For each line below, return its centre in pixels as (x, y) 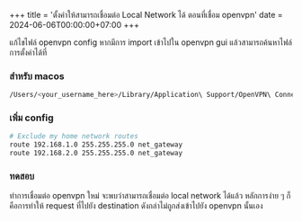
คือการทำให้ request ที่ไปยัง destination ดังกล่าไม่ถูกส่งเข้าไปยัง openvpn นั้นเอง (136, 206)
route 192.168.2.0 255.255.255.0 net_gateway (96, 154)
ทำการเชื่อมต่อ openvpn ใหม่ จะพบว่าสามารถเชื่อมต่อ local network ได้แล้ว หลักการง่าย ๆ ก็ (150, 196)
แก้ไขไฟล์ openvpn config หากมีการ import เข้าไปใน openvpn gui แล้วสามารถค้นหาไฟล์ (151, 42)
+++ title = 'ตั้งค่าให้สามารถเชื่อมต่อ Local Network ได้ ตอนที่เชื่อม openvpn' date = (146, 15)
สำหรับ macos (37, 75)
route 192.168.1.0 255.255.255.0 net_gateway (96, 145)
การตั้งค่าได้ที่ (28, 52)
